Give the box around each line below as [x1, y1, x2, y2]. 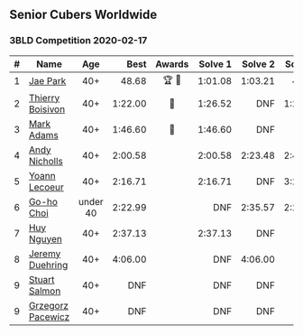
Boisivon [28, 103, 66, 116]
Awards [155, 58, 189, 70]
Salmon [28, 284, 61, 297]
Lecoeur [28, 181, 65, 193]
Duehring [28, 258, 69, 271]
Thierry [28, 91, 60, 104]
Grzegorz [28, 299, 69, 312]
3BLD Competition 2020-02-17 [9, 34, 148, 47]
